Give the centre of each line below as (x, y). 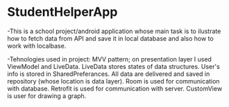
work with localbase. (37, 46)
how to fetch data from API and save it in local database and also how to (110, 38)
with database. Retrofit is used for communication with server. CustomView (115, 88)
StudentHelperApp (62, 12)
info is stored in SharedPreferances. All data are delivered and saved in (109, 74)
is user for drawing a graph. (47, 96)
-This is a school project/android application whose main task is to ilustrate (114, 31)
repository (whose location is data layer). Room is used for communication (113, 81)
